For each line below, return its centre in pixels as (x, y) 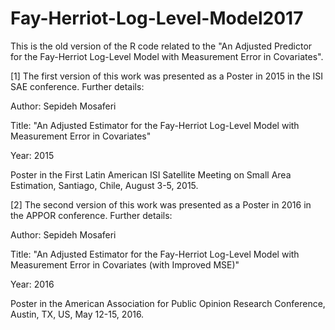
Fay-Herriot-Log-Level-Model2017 (157, 18)
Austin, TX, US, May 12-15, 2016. (77, 314)
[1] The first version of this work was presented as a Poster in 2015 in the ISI (166, 76)
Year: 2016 (32, 284)
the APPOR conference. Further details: (91, 215)
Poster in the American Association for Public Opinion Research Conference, (168, 303)
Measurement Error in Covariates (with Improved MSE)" (125, 264)
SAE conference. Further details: (77, 86)
